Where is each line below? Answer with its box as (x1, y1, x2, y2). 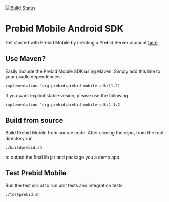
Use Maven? (5, 54, 46, 63)
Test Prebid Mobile (5, 169, 67, 177)
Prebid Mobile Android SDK (5, 23, 124, 34)
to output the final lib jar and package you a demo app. (5, 154, 121, 160)
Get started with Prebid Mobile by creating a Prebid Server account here (5, 39, 158, 46)
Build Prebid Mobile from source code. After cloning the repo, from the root (5, 129, 164, 136)
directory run (5, 135, 33, 141)
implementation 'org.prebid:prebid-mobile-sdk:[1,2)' (5, 83, 123, 88)
